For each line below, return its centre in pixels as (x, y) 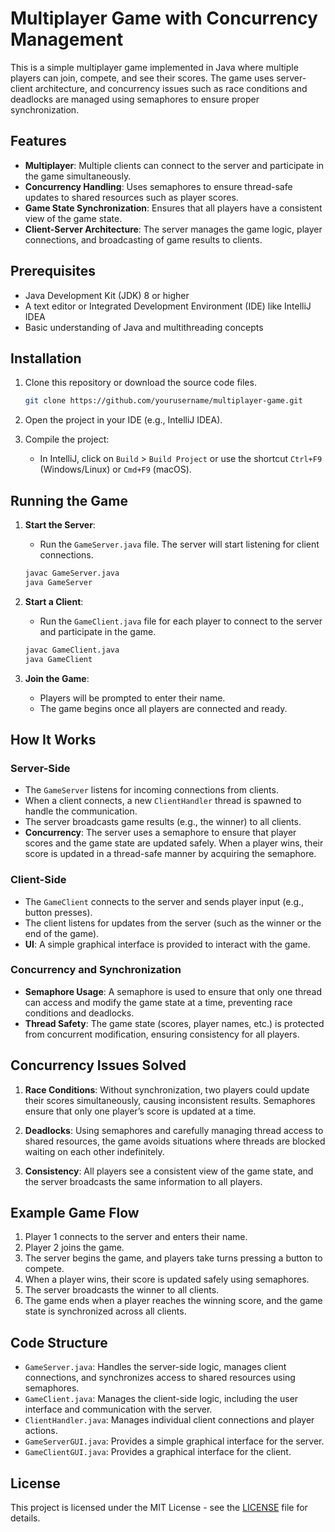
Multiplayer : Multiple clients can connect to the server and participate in (174, 165)
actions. (41, 1431)
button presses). (58, 912)
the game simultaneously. (78, 176)
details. (25, 1518)
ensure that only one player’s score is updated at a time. (140, 1111)
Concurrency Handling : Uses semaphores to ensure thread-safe (158, 186)
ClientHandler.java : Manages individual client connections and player (169, 1420)
